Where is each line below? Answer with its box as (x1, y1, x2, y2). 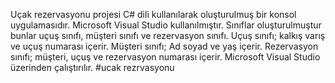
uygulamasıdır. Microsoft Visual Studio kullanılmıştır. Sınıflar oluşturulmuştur (10, 19, 322, 31)
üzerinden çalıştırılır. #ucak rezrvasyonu (10, 62, 175, 73)
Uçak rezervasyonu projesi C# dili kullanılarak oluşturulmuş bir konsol (10, 9, 297, 20)
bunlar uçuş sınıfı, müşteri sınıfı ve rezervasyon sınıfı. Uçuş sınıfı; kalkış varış (10, 30, 326, 41)
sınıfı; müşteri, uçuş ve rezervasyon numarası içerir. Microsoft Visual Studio (10, 51, 321, 63)
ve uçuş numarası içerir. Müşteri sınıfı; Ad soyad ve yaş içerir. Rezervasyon (10, 40, 319, 52)
